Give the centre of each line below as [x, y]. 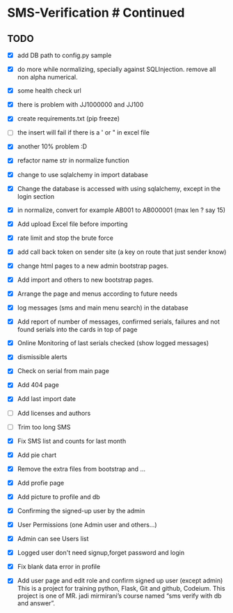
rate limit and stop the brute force [65, 238]
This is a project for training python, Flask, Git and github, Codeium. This [121, 589]
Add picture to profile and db [59, 497]
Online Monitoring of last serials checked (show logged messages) [113, 343]
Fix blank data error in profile [59, 567]
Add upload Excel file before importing [72, 224]
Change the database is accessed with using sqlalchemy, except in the [119, 188]
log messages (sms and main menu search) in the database [103, 308]
